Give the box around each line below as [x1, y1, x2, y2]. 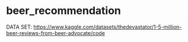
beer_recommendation [6, 4, 122, 17]
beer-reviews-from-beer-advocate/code [6, 29, 106, 36]
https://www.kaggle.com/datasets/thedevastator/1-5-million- [33, 23, 182, 30]
